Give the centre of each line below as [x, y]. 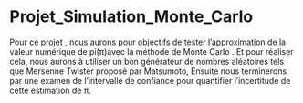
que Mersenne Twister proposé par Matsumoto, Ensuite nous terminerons [148, 71]
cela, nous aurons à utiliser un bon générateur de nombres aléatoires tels [147, 61]
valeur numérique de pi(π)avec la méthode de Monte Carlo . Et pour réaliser [151, 51]
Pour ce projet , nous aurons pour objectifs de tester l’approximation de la [147, 42]
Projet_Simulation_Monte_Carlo [131, 17]
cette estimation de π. [50, 90]
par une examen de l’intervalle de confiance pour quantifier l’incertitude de [150, 80]
